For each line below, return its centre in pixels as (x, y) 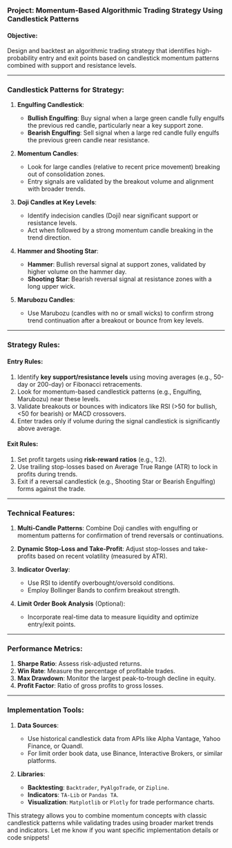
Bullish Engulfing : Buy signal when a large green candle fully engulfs (126, 118)
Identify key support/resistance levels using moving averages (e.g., (115, 377)
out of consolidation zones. (66, 174)
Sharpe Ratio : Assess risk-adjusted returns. (79, 664)
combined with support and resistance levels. (72, 66)
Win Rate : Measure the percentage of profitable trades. (96, 671)
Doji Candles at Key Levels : (57, 202)
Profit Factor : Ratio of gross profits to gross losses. (90, 686)
